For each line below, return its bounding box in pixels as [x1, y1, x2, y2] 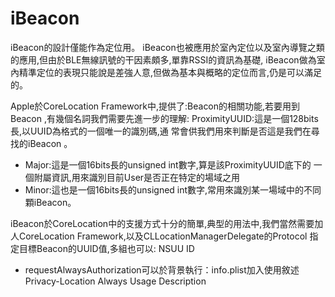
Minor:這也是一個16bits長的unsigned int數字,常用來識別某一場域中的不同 [24, 183, 322, 196]
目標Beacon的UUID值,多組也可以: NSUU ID [18, 242, 195, 254]
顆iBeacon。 [24, 196, 77, 208]
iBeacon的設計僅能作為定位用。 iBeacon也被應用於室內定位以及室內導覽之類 [10, 41, 325, 53]
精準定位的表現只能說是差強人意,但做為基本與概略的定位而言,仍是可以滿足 [18, 66, 323, 78]
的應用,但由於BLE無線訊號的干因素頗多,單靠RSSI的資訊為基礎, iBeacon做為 [10, 53, 317, 66]
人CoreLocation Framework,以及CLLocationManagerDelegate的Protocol [10, 230, 308, 242]
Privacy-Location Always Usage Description [24, 275, 207, 287]
